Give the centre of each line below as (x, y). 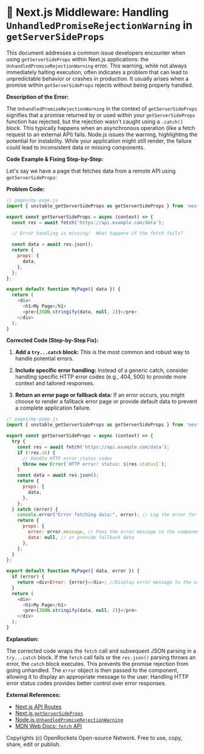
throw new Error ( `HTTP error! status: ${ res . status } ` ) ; (94, 464)
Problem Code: (25, 189)
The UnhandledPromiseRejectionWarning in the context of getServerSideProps (102, 108)
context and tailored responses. (55, 383)
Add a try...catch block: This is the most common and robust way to (102, 352)
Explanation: (23, 639)
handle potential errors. (44, 358)
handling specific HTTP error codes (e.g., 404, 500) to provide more (100, 377)
